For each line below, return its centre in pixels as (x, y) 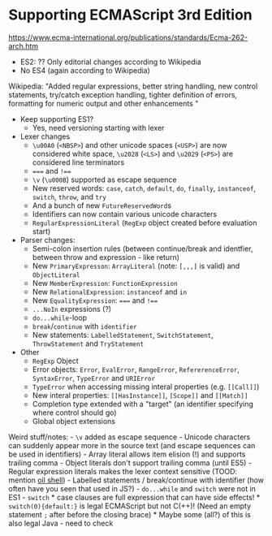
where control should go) (74, 413)
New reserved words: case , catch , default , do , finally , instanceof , (144, 188)
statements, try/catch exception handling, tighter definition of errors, (123, 94)
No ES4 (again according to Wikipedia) (85, 70)
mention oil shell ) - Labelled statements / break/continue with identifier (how (136, 480)
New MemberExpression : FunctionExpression (105, 283)
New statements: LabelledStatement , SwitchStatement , (123, 335)
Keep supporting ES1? (57, 119)
